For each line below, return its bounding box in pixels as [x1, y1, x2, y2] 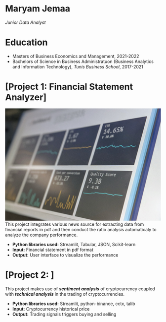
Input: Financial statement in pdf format [12, 247, 94, 253]
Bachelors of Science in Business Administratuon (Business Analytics [12, 58, 154, 64]
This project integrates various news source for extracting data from [5, 221, 144, 227]
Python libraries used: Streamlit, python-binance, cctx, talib [12, 301, 135, 307]
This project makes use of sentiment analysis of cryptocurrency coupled [5, 286, 155, 292]
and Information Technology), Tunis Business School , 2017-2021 [12, 64, 143, 69]
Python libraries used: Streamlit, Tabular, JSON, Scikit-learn [12, 242, 136, 248]
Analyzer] [5, 92, 47, 103]
